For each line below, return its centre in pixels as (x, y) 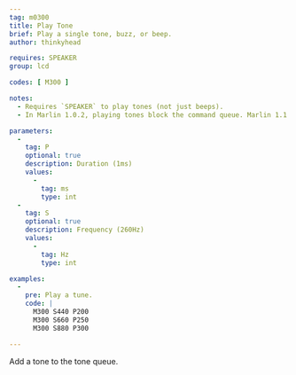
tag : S (37, 214)
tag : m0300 (29, 17)
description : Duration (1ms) (79, 164)
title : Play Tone (41, 26)
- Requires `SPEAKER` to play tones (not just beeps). (121, 106)
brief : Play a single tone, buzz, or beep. (91, 34)
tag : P (37, 147)
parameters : (31, 131)
